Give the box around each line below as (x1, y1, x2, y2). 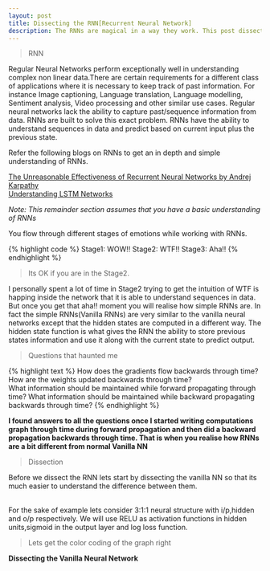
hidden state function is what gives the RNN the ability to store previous (8, 327, 247, 336)
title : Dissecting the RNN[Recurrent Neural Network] (8, 19, 193, 27)
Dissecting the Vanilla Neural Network (8, 553, 139, 563)
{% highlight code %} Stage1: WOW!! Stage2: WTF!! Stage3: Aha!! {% (8, 244, 239, 254)
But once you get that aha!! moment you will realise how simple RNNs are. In (8, 301, 261, 311)
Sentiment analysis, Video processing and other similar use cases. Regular (8, 98, 256, 108)
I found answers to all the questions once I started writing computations (8, 416, 254, 426)
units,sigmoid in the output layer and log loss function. (8, 523, 188, 532)
